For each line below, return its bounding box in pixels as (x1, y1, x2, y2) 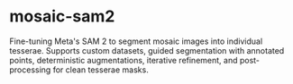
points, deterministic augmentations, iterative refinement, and (9, 55, 238, 65)
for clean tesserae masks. (52, 64, 149, 75)
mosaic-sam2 (9, 6, 115, 27)
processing (9, 64, 51, 75)
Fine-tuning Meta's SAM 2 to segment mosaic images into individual (9, 36, 263, 46)
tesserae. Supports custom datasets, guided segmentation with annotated (9, 45, 285, 55)
